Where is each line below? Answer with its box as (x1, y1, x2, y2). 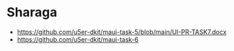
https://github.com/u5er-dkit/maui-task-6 (16, 35, 139, 43)
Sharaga (6, 4, 58, 21)
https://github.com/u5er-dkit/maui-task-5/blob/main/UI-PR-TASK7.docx (16, 28, 227, 36)
